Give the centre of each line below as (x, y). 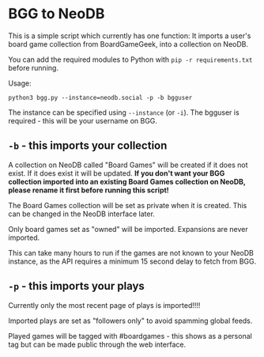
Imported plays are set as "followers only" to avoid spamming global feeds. (130, 321)
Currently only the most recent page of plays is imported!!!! (104, 305)
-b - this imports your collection (88, 146)
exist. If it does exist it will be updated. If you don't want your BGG (117, 173)
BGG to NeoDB (57, 14)
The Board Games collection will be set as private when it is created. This (128, 205)
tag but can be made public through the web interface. (97, 344)
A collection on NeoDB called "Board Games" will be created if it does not (128, 165)
